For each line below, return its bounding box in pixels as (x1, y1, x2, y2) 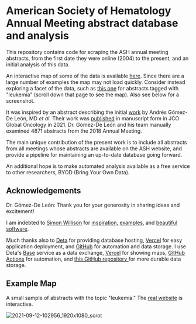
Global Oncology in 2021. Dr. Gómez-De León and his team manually (6, 121, 171, 128)
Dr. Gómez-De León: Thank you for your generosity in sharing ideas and (6, 201, 180, 208)
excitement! (6, 207, 35, 215)
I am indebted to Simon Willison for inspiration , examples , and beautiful (6, 219, 177, 226)
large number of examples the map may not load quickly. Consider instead (6, 78, 185, 86)
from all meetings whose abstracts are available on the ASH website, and (6, 145, 183, 152)
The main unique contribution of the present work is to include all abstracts (6, 139, 187, 146)
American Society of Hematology (6, 4, 171, 18)
